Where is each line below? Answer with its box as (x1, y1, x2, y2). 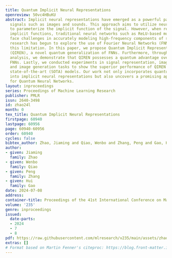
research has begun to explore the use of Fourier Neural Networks (10, 41, 157, 46)
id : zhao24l (5, 103, 31, 108)
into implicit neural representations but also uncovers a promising (10, 74, 161, 79)
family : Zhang (10, 174, 40, 179)
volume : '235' (5, 202, 36, 207)
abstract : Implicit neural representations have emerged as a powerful (5, 17, 161, 22)
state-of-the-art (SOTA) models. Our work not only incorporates (10, 69, 153, 75)
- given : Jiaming (5, 150, 42, 155)
